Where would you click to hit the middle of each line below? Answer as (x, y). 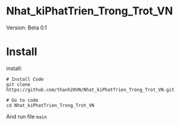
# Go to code (22, 100)
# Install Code (25, 79)
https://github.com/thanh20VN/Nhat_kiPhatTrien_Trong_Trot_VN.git (90, 90)
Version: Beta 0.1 (27, 28)
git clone (18, 84)
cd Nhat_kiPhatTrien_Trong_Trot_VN (50, 105)
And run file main (27, 116)
